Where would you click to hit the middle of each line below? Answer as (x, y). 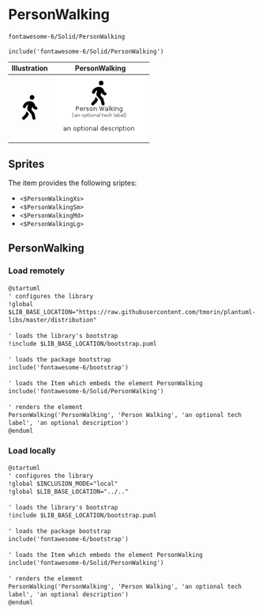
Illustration (30, 68)
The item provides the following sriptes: (73, 183)
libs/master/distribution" (53, 320)
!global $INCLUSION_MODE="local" (63, 483)
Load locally (32, 450)
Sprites (26, 164)
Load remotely (37, 271)
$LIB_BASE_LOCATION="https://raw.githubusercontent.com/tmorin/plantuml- (132, 312)
